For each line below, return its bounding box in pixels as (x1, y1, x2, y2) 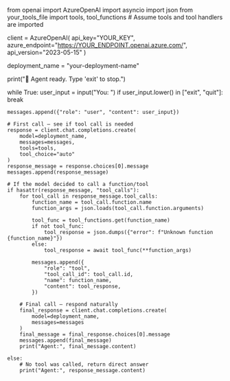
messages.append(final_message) (19, 337, 112, 344)
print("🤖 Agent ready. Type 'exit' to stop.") (7, 75, 126, 83)
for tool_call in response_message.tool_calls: (19, 193, 158, 200)
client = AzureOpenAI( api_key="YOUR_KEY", (7, 34, 135, 42)
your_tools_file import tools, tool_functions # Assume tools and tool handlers (7, 13, 223, 21)
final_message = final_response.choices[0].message (19, 331, 170, 338)
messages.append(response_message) (7, 169, 109, 176)
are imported (7, 21, 44, 28)
